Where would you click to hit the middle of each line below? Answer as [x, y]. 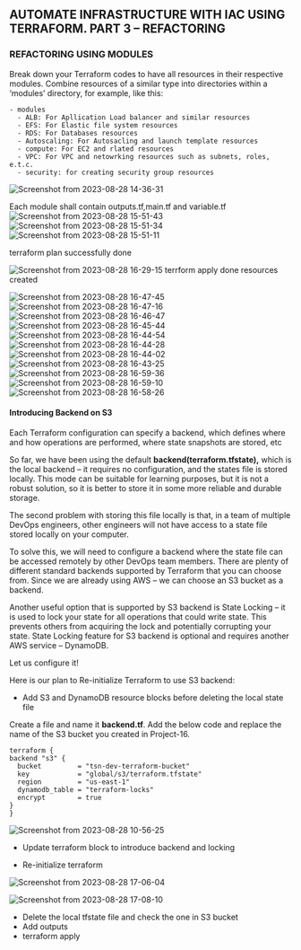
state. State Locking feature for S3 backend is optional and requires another [149, 636]
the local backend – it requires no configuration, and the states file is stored [149, 469]
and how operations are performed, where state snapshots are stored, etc [146, 442]
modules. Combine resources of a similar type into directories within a [138, 84]
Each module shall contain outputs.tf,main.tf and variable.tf [118, 207]
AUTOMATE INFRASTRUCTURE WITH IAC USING [147, 15]
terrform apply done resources [221, 269]
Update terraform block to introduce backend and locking [129, 847]
